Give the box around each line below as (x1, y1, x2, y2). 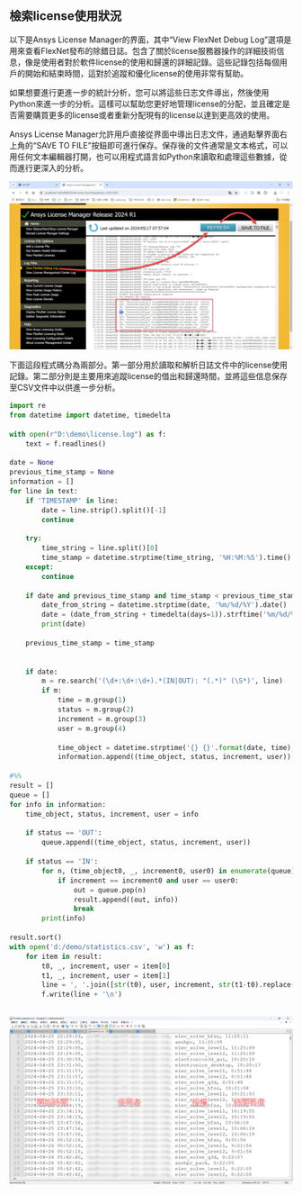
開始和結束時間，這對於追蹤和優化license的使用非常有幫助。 (24, 68, 249, 78)
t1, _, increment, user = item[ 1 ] (41, 971, 171, 980)
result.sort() (9, 933, 63, 943)
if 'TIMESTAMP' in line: (25, 496, 119, 505)
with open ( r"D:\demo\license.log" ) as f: (9, 430, 167, 439)
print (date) (41, 620, 87, 629)
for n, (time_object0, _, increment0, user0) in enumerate (41, 866, 268, 875)
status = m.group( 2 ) (57, 705, 135, 714)
